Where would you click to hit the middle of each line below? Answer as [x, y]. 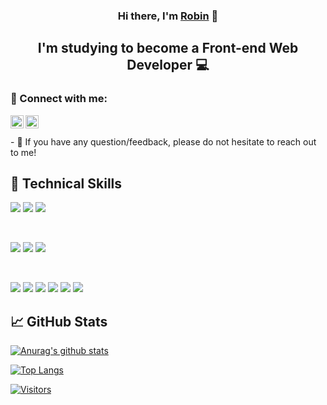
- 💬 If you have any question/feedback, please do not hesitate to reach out [163, 141]
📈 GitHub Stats [59, 321]
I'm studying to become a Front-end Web [168, 48]
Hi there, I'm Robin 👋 [168, 16]
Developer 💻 [168, 65]
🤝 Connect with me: [59, 99]
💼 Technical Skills [66, 183]
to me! [23, 152]
